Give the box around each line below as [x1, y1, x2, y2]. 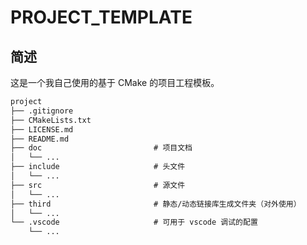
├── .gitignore [10, 106, 74, 116]
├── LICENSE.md [10, 124, 74, 135]
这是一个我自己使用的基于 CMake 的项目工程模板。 [10, 77, 220, 88]
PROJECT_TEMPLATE [10, 6, 193, 29]
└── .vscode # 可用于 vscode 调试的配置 [10, 217, 258, 228]
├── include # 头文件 [10, 162, 186, 172]
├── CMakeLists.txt [10, 115, 92, 125]
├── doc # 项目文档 [10, 143, 193, 153]
